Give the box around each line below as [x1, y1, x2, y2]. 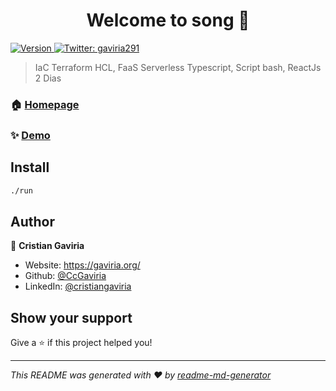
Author [10, 213, 55, 230]
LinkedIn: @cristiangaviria [24, 280, 132, 293]
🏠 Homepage [10, 97, 80, 111]
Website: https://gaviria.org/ [24, 259, 141, 271]
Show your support [10, 309, 133, 326]
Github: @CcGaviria [24, 270, 107, 282]
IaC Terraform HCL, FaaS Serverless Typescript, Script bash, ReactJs [34, 61, 322, 73]
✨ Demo [10, 128, 51, 142]
